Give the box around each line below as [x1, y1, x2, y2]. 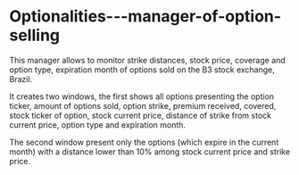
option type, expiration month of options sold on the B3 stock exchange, [9, 64, 275, 75]
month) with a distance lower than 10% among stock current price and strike [9, 146, 291, 157]
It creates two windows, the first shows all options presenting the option [9, 91, 275, 102]
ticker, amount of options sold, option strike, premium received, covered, [9, 100, 277, 111]
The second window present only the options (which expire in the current [9, 137, 279, 147]
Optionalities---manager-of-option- [9, 6, 282, 27]
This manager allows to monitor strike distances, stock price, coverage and [9, 54, 286, 65]
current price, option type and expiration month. [9, 119, 186, 130]
